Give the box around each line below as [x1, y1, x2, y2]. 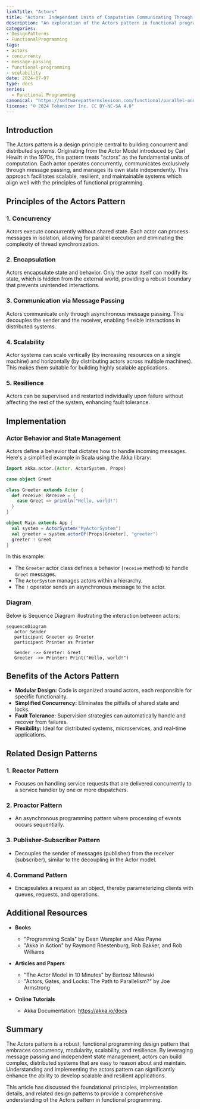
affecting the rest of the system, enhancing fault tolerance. [6, 399, 151, 406]
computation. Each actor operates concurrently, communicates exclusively [6, 160, 189, 167]
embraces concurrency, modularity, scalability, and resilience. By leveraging [6, 1046, 193, 1053]
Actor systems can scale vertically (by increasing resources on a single [6, 351, 181, 358]
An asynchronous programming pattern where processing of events [14, 815, 182, 822]
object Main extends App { [6, 520, 73, 526]
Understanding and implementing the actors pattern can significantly [6, 1065, 176, 1073]
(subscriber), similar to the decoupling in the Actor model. [14, 856, 157, 863]
